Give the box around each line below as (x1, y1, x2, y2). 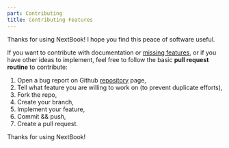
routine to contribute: (7, 63, 68, 71)
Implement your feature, (16, 105, 85, 113)
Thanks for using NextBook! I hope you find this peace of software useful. (7, 35, 215, 43)
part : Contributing (7, 10, 63, 17)
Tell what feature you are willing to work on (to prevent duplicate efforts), (16, 83, 223, 91)
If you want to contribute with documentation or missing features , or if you (7, 48, 217, 57)
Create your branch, (16, 98, 74, 106)
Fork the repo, (16, 90, 57, 99)
